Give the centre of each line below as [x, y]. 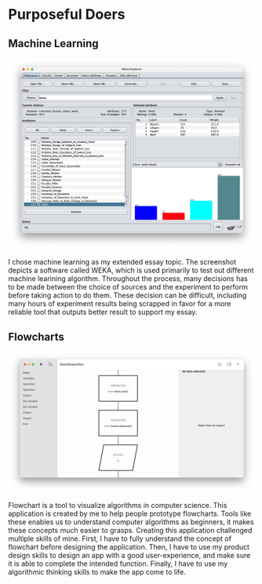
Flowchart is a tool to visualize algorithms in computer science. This [118, 505]
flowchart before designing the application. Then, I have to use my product [129, 546]
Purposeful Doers [67, 15]
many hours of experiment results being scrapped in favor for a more [120, 304]
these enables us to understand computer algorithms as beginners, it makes [131, 522]
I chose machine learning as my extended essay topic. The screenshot [122, 262]
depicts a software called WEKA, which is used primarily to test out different [131, 270]
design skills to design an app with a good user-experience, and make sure [129, 555]
